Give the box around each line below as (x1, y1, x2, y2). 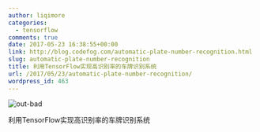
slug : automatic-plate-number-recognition (8, 56, 150, 64)
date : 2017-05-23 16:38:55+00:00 (8, 41, 119, 49)
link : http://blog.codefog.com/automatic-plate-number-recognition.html (8, 48, 253, 56)
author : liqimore (8, 11, 66, 20)
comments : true (8, 33, 58, 42)
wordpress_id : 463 (8, 77, 69, 85)
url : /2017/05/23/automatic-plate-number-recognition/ (8, 70, 193, 78)
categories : (8, 19, 47, 27)
